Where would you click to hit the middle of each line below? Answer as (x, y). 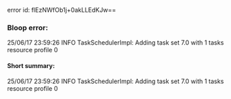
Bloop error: (28, 27)
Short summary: (31, 65)
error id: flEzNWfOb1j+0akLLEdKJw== (62, 10)
